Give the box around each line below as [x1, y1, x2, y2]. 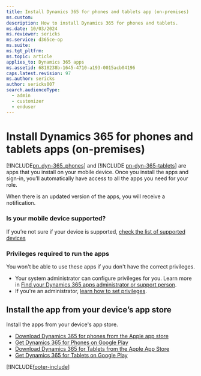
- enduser [11, 103, 36, 110]
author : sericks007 [6, 82, 55, 88]
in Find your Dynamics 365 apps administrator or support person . [14, 281, 177, 288]
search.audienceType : [6, 87, 61, 93]
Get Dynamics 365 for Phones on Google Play [14, 339, 129, 346]
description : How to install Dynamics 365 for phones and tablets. [6, 20, 179, 26]
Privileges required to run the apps [6, 249, 110, 258]
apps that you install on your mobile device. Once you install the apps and [6, 169, 189, 176]
